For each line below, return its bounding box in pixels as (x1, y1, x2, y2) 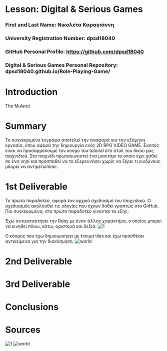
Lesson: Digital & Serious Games (5, 3, 143, 15)
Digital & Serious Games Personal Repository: (5, 61, 118, 68)
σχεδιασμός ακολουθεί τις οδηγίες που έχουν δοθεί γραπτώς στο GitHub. (5, 202, 159, 208)
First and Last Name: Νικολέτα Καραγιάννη (5, 21, 114, 28)
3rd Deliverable (5, 278, 70, 290)
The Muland (5, 102, 30, 108)
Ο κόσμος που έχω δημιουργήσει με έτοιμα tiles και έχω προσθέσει (5, 232, 144, 238)
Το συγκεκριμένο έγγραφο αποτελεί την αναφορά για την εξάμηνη (5, 136, 145, 143)
